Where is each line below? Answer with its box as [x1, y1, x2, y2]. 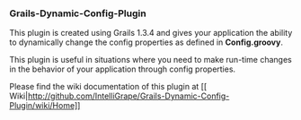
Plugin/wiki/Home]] [9, 100, 81, 111]
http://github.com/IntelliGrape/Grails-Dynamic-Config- [27, 90, 230, 101]
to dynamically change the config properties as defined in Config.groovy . [9, 37, 283, 47]
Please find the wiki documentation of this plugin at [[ [9, 81, 208, 92]
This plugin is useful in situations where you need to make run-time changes [9, 55, 292, 65]
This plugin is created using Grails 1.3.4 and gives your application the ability [9, 28, 293, 39]
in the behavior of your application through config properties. [9, 64, 236, 74]
